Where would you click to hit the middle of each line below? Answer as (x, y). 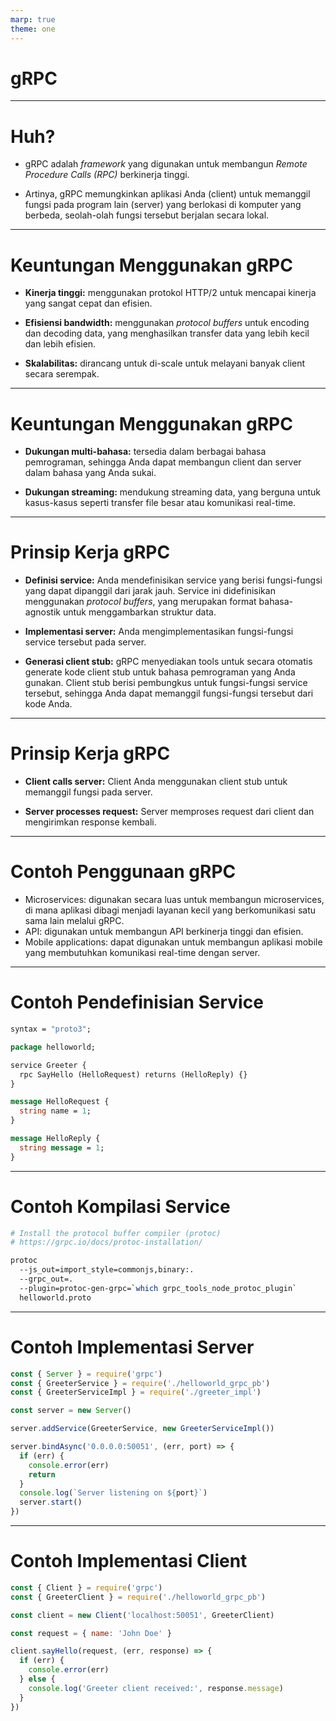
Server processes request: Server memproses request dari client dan (169, 812)
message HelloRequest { (60, 1102)
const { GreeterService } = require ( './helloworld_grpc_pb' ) (140, 1383)
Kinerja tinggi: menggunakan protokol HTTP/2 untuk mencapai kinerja (170, 293)
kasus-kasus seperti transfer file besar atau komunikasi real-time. (160, 503)
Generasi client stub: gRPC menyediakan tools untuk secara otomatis (168, 662)
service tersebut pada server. (85, 642)
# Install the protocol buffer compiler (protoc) (116, 1233)
